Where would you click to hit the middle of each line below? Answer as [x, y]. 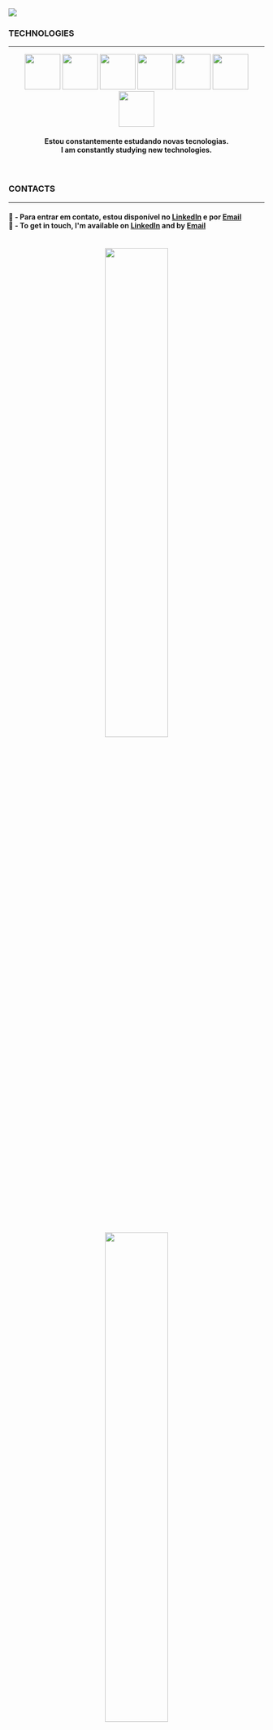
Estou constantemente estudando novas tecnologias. [136, 141]
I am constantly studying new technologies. [136, 150]
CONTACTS [32, 189]
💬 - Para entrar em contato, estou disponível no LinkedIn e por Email [125, 217]
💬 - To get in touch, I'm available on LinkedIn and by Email [107, 226]
